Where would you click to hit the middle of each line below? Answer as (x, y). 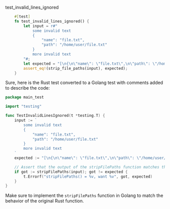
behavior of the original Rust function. (45, 201)
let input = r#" (40, 26)
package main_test (25, 97)
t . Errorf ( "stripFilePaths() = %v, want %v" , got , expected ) (88, 177)
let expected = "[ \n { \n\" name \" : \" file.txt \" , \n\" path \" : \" (90, 64)
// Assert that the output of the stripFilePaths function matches (87, 167)
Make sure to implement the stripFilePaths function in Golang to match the (84, 196)
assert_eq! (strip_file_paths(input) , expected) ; (76, 68)
